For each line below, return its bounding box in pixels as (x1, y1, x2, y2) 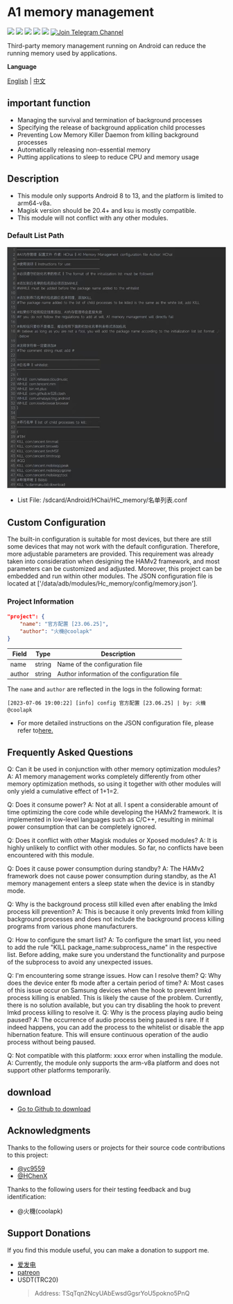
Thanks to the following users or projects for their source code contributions (7, 1143, 225, 1152)
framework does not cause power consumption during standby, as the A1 (7, 872, 216, 880)
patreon (17, 1268, 40, 1276)
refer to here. (17, 726, 53, 734)
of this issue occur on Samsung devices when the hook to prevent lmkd (7, 986, 212, 995)
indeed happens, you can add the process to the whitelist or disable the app (7, 1023, 225, 1031)
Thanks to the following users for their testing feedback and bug (7, 1185, 191, 1193)
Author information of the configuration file (57, 669, 180, 678)
